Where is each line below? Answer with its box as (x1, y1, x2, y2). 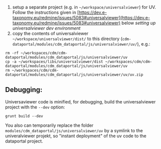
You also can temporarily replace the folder (5, 122, 93, 128)
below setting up (121, 20, 156, 26)
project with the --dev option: (5, 104, 66, 110)
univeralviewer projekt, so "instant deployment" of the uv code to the (5, 133, 147, 139)
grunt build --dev (5, 113, 43, 118)
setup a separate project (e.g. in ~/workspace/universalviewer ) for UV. (12, 4, 157, 10)
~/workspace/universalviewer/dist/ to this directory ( (12, 36, 123, 42)
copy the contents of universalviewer (12, 31, 88, 36)
